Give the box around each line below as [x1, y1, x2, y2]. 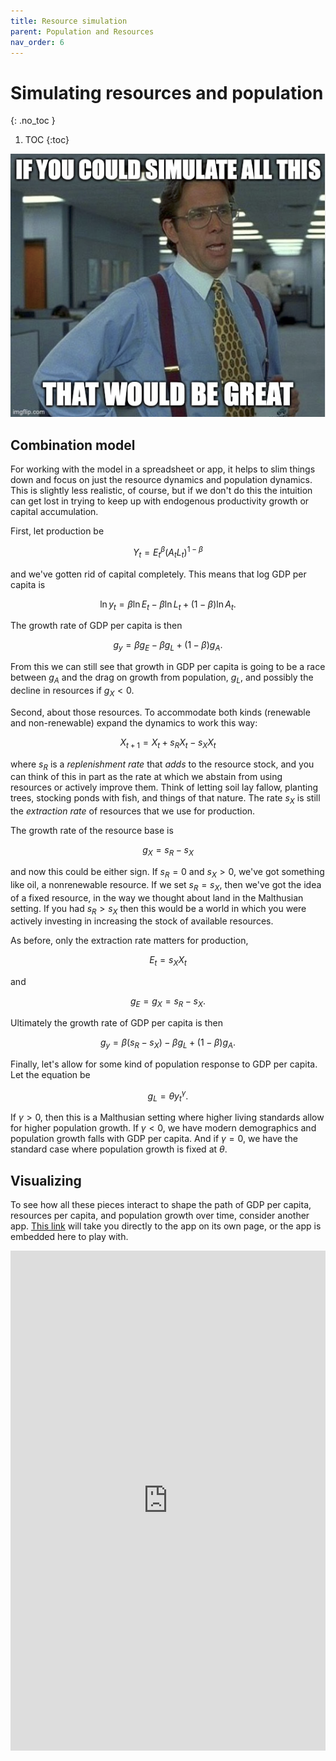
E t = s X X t [149, 954, 187, 969]
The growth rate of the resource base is [10, 825, 174, 837]
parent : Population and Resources [10, 26, 155, 37]
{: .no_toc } [10, 115, 56, 127]
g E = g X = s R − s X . [130, 995, 206, 1009]
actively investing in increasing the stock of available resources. [10, 915, 274, 927]
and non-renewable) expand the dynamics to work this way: [10, 716, 258, 729]
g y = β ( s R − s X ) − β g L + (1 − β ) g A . [99, 1036, 237, 1050]
